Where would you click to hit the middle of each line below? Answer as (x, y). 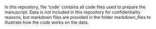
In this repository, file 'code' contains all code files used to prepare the (75, 7)
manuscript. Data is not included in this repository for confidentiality (73, 12)
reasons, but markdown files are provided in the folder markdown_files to (78, 17)
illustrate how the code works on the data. (47, 22)
